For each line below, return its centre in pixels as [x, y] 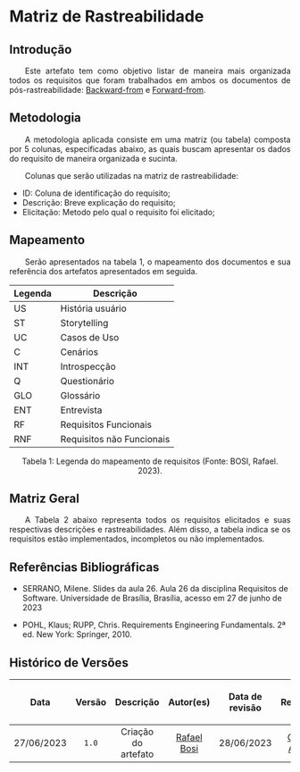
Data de [245, 697]
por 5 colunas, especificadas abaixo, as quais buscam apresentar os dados [150, 148]
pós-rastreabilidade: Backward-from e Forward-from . [108, 90]
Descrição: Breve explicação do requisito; [99, 202]
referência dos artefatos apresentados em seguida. [104, 271]
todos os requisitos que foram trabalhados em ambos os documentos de [150, 80]
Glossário [80, 395]
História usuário [93, 308]
